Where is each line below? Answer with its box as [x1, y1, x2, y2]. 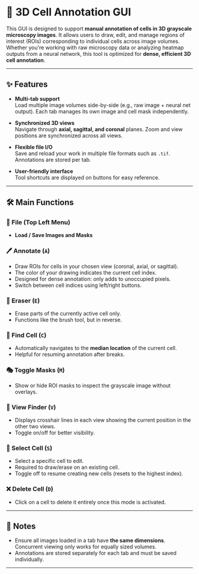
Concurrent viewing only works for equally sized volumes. [14, 543, 157, 550]
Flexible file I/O [14, 143, 53, 150]
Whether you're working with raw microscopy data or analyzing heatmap [6, 44, 184, 51]
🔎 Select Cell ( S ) [6, 444, 53, 452]
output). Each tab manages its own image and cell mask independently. [14, 108, 189, 115]
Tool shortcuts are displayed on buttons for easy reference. [14, 174, 160, 181]
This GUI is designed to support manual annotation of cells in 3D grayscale [6, 25, 192, 32]
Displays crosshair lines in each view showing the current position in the [14, 416, 191, 424]
